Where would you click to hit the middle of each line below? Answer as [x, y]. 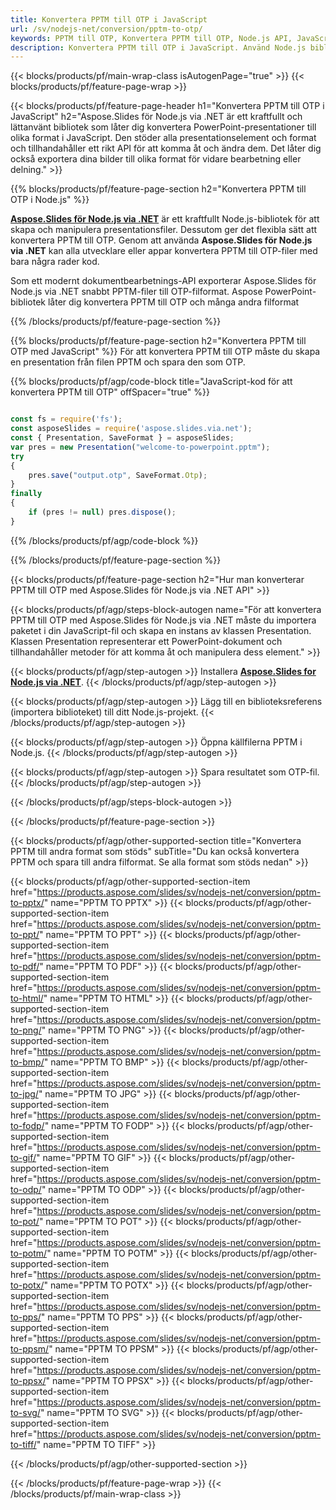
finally [26, 494]
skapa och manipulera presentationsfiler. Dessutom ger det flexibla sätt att [164, 230]
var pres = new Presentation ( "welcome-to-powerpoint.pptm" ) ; [140, 447]
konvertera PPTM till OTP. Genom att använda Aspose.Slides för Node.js [161, 240]
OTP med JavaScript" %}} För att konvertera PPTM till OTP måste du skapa [165, 352]
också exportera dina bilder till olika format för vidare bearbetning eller [156, 159]
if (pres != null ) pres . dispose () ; [102, 512]
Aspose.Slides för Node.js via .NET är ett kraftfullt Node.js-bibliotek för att [165, 219]
